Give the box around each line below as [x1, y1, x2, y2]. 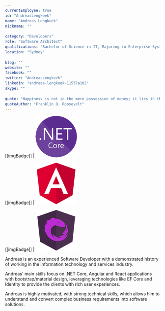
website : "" [5, 65, 29, 70]
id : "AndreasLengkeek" [5, 13, 52, 18]
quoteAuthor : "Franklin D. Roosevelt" [5, 102, 84, 106]
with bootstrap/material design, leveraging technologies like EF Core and [5, 276, 152, 282]
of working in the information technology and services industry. [5, 261, 134, 267]
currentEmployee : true [5, 8, 52, 13]
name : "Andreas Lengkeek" [5, 18, 58, 23]
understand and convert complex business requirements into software [5, 296, 147, 302]
